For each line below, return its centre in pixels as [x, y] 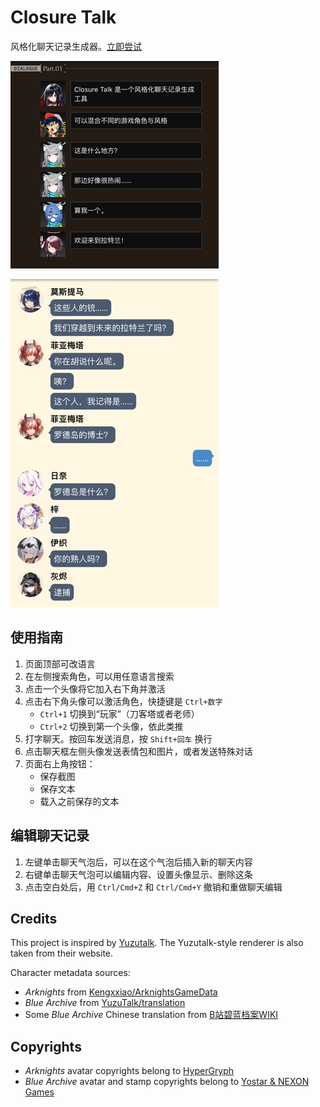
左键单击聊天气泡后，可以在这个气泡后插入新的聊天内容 [138, 862]
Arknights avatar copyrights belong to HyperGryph [129, 1071]
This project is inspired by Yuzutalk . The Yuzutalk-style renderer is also [157, 943]
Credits [34, 918]
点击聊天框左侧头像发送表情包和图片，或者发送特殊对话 [138, 751]
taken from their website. [62, 953]
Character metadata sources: [70, 973]
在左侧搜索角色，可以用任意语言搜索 [99, 676]
